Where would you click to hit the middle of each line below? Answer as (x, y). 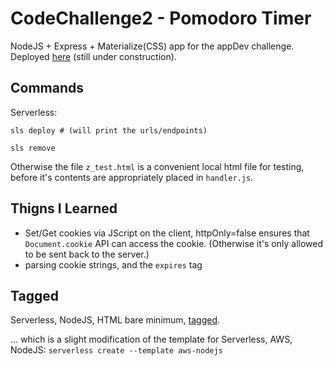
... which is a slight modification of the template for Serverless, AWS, (151, 339)
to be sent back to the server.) (87, 254)
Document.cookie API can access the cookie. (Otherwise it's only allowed (174, 243)
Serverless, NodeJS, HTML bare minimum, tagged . (115, 320)
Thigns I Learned (64, 208)
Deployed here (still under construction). (93, 56)
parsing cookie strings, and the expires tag (113, 264)
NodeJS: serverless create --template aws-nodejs (116, 350)
